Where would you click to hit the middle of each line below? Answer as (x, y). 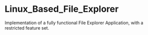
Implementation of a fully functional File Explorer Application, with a (74, 23)
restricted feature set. (27, 28)
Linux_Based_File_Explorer (62, 9)
